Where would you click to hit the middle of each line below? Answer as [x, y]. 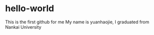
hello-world [30, 9]
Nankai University [23, 27]
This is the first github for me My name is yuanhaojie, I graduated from [77, 22]
